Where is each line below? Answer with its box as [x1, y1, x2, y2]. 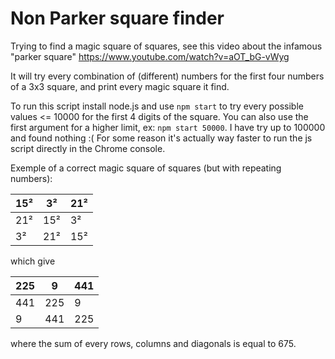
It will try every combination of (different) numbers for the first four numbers [10, 70, 325, 82]
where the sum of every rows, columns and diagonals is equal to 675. [10, 337, 297, 349]
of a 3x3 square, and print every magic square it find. [10, 80, 230, 92]
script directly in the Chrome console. [10, 142, 166, 154]
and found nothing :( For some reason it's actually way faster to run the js [10, 132, 313, 144]
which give [10, 255, 56, 267]
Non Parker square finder [10, 7, 225, 30]
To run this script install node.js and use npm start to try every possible [10, 100, 304, 112]
